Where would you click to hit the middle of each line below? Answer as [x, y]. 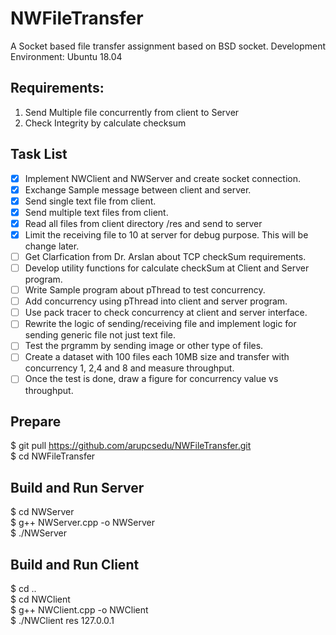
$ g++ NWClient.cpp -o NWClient [79, 609]
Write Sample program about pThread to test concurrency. [145, 290]
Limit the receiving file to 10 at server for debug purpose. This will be [166, 234]
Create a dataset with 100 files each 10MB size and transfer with [157, 357]
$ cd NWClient [40, 599]
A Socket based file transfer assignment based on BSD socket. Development [168, 46]
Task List [39, 154]
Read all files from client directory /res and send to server [143, 223]
